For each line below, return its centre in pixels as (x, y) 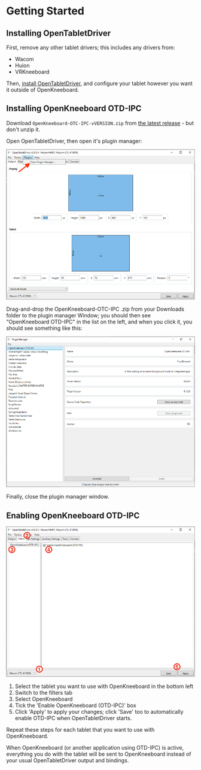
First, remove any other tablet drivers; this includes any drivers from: (91, 47)
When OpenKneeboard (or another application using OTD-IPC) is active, (95, 748)
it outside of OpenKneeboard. (43, 90)
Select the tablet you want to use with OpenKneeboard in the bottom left (104, 686)
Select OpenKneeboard (44, 699)
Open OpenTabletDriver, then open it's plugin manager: (74, 141)
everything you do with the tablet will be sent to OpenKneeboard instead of (99, 754)
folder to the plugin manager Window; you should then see (79, 315)
